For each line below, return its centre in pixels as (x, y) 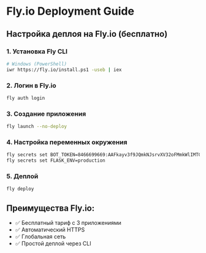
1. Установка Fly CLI (37, 51)
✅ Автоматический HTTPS (50, 230)
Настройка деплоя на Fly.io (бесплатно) (87, 34)
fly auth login (26, 98)
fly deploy (20, 189)
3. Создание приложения (46, 113)
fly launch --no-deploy (37, 127)
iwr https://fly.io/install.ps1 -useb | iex (64, 70)
